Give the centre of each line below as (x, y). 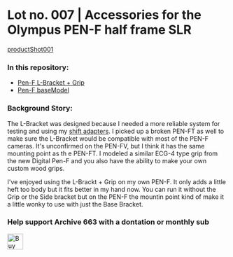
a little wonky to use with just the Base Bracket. (75, 204)
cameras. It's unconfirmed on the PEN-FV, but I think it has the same (106, 146)
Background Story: (40, 109)
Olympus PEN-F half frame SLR (99, 30)
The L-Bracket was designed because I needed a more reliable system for (114, 123)
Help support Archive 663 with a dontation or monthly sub (108, 222)
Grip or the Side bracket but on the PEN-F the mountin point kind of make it (116, 197)
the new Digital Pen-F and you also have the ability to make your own (107, 160)
